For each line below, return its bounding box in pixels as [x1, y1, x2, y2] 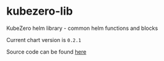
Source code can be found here [6, 48, 87, 56]
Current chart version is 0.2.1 [6, 36, 81, 43]
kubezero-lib [6, 4, 73, 18]
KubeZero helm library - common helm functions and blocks [6, 24, 158, 32]
